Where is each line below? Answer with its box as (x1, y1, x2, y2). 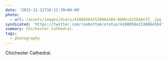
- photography (10, 36, 40, 41)
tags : (5, 31, 17, 36)
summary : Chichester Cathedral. (5, 26, 74, 32)
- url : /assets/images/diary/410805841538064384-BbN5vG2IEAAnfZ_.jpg (10, 17, 161, 22)
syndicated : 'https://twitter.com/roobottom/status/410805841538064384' (5, 21, 164, 27)
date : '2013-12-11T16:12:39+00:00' (5, 7, 81, 13)
